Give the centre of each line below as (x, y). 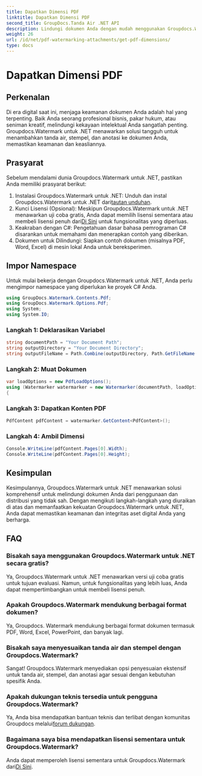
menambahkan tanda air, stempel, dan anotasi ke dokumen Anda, (87, 137)
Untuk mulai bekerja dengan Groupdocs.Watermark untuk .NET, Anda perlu (99, 280)
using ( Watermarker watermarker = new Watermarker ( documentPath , (90, 387)
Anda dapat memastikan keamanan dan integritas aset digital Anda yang (96, 513)
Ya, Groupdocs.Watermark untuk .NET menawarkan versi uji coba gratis (95, 576)
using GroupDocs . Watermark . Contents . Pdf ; (59, 298)
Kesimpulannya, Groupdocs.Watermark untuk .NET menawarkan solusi (94, 487)
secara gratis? (28, 563)
